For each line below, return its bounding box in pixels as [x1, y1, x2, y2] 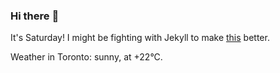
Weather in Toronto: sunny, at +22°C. [10, 51, 163, 63]
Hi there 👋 [10, 9, 60, 23]
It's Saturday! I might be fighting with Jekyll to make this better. [10, 32, 270, 44]
